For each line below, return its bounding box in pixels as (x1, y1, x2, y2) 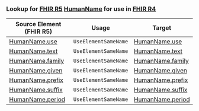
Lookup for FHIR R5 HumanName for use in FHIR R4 (6, 5, 156, 13)
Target (152, 24, 172, 32)
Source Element (15, 20, 62, 28)
